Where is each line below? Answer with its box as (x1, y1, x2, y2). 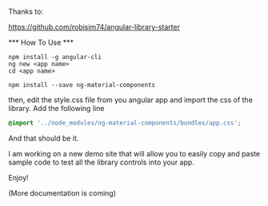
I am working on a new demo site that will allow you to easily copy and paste (8, 149, 261, 158)
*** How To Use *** (8, 38, 74, 47)
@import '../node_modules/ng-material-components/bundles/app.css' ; (8, 119, 242, 127)
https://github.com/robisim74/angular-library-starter (8, 22, 180, 31)
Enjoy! (8, 172, 30, 182)
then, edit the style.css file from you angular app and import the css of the (8, 95, 254, 105)
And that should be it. (8, 133, 79, 143)
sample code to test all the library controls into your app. (8, 157, 194, 167)
